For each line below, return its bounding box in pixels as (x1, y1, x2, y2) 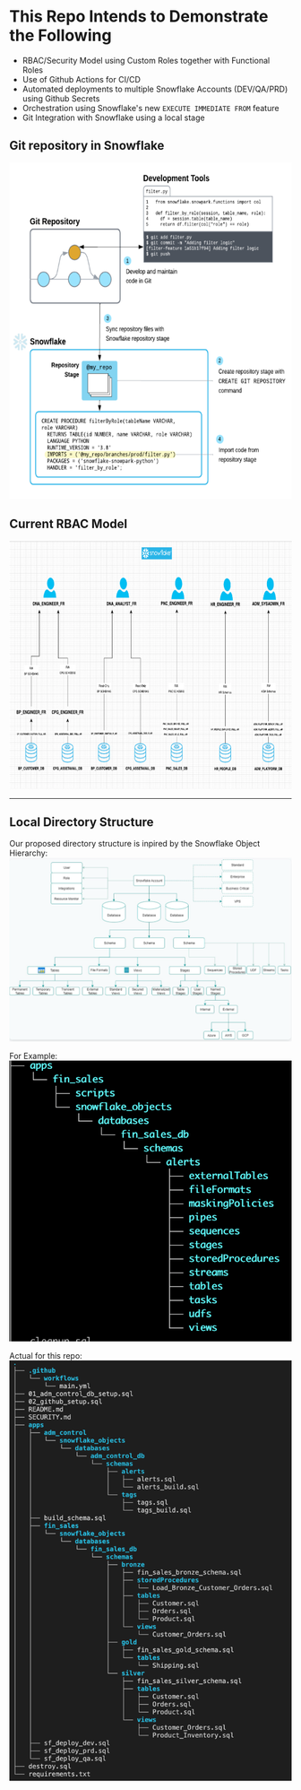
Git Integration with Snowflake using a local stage (21, 112, 205, 123)
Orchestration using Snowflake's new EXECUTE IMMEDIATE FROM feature (21, 102, 279, 113)
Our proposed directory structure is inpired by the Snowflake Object (9, 839, 261, 849)
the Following (9, 25, 112, 46)
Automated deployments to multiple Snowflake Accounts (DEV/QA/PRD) (21, 83, 288, 94)
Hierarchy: (9, 847, 48, 858)
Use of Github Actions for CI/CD (21, 74, 142, 84)
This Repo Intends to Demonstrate (9, 6, 269, 27)
